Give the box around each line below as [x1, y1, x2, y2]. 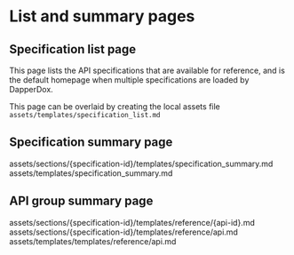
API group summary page [9, 194, 154, 209]
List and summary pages [9, 6, 195, 27]
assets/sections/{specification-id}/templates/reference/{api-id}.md [9, 217, 255, 227]
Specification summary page [9, 135, 173, 150]
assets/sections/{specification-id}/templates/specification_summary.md [9, 158, 274, 169]
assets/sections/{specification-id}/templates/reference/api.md [9, 227, 238, 237]
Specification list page [9, 42, 137, 57]
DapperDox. [9, 84, 53, 94]
